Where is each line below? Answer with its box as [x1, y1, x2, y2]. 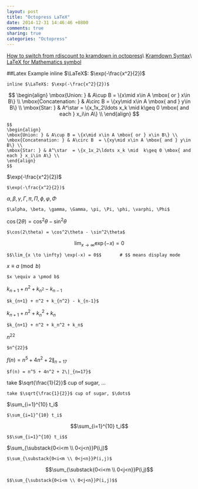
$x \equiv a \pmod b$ [6, 274, 60, 280]
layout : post [6, 8, 39, 15]
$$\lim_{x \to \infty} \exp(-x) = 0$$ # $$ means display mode [6, 252, 181, 258]
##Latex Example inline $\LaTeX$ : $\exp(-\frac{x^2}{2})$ [6, 70, 146, 77]
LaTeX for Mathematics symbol [6, 58, 82, 65]
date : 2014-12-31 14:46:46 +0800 [6, 19, 89, 25]
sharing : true [6, 31, 42, 37]
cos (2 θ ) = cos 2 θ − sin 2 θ [6, 217, 67, 224]
